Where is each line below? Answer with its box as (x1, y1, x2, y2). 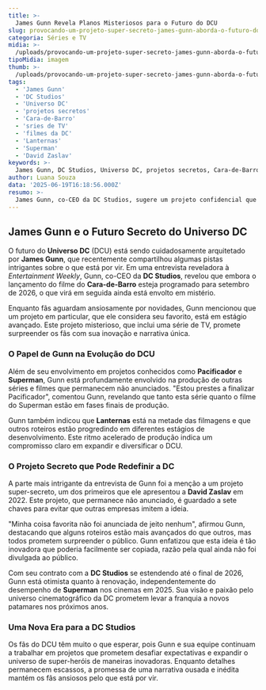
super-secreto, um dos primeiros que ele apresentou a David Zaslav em (8, 486, 244, 496)
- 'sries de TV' (15, 122, 69, 130)
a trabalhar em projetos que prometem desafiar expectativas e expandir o (8, 648, 249, 658)
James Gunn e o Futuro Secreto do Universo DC (8, 225, 248, 238)
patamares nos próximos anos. (8, 601, 109, 611)
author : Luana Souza (8, 173, 77, 182)
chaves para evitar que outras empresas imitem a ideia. (8, 504, 189, 513)
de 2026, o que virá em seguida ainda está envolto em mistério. (8, 288, 216, 298)
